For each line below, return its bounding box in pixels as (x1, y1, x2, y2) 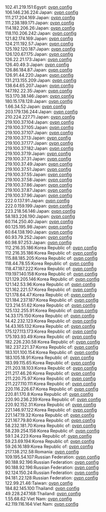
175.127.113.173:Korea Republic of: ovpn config (5, 328, 97, 334)
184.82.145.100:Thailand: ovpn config (5, 485, 80, 491)
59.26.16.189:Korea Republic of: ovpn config (5, 444, 93, 449)
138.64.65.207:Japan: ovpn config (5, 83, 74, 88)
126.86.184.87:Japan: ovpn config (5, 67, 72, 73)
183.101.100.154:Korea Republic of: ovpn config (5, 350, 99, 355)
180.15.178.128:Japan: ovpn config (5, 98, 73, 104)
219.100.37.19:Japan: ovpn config (5, 151, 71, 157)
